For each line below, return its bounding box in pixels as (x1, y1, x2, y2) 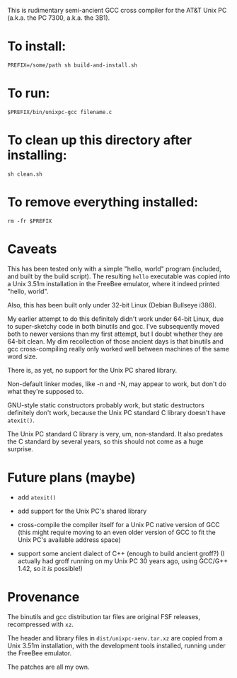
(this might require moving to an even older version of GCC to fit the (17, 528, 216, 536)
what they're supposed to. (7, 387, 84, 395)
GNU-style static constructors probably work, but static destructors (7, 400, 205, 409)
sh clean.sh (7, 170, 42, 178)
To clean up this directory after (7, 132, 192, 148)
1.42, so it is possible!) (17, 564, 83, 572)
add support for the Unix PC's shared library (17, 507, 147, 515)
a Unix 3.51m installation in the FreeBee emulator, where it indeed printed (7, 279, 220, 288)
